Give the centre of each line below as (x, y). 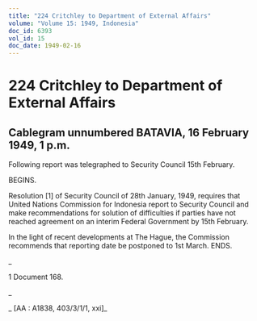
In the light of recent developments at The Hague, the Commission (119, 237)
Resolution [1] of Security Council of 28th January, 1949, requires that (124, 196)
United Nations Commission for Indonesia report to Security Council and (128, 204)
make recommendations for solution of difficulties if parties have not (122, 213)
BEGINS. (23, 180)
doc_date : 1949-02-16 (45, 46)
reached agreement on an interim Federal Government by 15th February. (128, 222)
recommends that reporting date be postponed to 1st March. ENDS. (120, 246)
